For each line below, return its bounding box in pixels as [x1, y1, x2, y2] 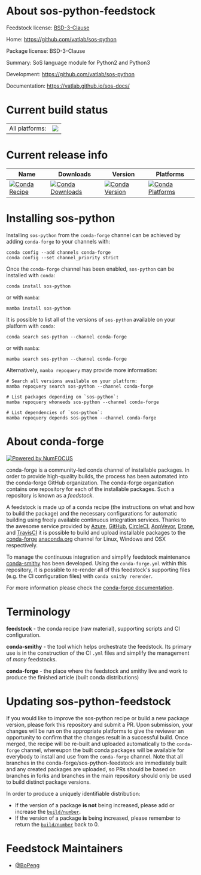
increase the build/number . [14, 808, 81, 815]
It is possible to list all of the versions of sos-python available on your [6, 316, 175, 323]
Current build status [6, 103, 108, 117]
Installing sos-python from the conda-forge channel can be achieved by [6, 231, 181, 238]
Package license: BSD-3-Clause [6, 47, 86, 55]
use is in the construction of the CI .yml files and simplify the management [6, 649, 190, 657]
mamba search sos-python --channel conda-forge [6, 356, 127, 362]
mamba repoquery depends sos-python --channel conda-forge [6, 415, 157, 421]
